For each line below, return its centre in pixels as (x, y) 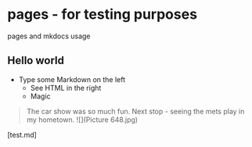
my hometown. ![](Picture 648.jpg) (82, 120)
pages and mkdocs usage (49, 36)
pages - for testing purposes (102, 14)
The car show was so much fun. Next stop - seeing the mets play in (135, 111)
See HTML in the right (66, 88)
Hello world (36, 61)
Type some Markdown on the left (72, 79)
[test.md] (22, 134)
